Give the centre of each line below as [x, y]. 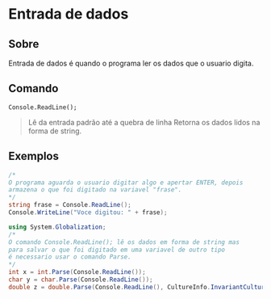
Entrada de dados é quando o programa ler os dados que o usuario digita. [131, 63]
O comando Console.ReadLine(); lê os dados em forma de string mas [124, 242]
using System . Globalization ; [57, 227]
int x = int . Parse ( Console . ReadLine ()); [77, 272]
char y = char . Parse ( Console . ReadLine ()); [81, 280]
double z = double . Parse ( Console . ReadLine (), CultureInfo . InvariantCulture [138, 287]
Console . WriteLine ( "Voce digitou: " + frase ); [88, 213]
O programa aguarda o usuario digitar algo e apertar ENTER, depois [126, 183]
